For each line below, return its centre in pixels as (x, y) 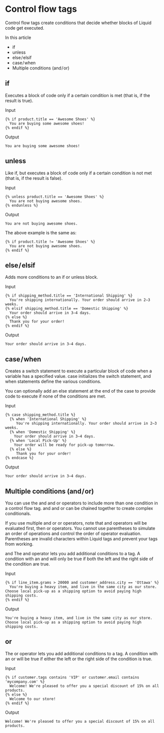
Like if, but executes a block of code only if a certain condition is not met (79, 173)
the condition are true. (27, 564)
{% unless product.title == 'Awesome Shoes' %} (55, 197)
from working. (19, 544)
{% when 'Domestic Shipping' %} (43, 432)
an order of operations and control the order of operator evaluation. (73, 533)
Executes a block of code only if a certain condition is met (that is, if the (78, 95)
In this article (18, 37)
